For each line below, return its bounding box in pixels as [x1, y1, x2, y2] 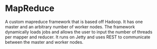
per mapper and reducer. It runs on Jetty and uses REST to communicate [5, 34, 151, 40]
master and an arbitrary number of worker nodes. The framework [5, 24, 135, 29]
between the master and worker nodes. [5, 39, 84, 45]
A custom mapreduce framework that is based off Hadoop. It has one [5, 19, 143, 24]
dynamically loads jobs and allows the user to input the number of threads [5, 29, 153, 35]
